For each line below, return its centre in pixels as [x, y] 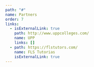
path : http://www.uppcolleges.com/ [52, 33]
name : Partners [21, 15]
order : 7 [14, 19]
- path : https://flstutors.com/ [44, 47]
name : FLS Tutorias [35, 52]
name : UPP [25, 38]
